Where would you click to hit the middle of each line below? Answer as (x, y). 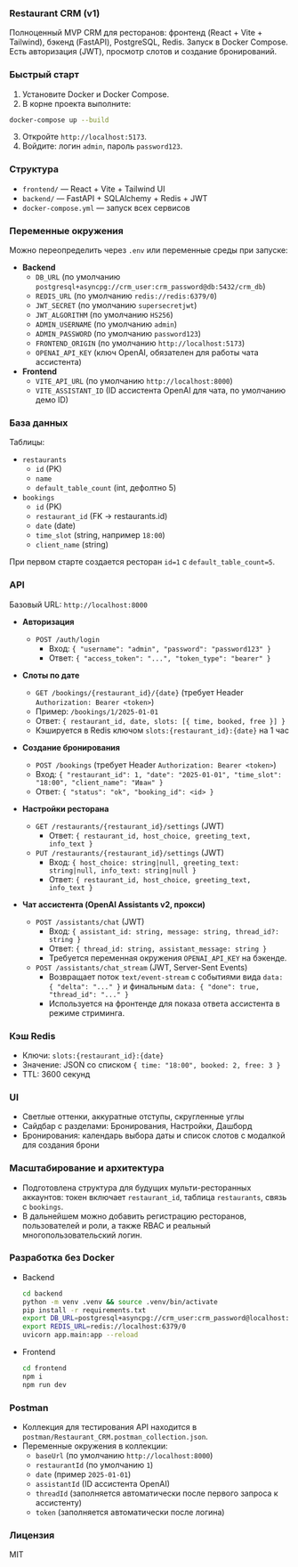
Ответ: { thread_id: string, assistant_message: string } (158, 948)
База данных (39, 423)
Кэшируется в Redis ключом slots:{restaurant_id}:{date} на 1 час (162, 730)
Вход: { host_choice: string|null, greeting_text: (144, 862)
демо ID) (52, 400)
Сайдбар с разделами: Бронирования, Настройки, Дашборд (137, 1126)
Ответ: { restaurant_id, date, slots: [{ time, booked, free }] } (161, 720)
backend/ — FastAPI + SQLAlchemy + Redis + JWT (115, 198)
